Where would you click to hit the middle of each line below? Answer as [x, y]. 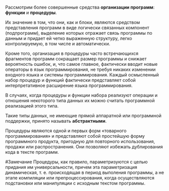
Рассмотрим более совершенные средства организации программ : [80, 7]
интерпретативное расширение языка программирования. [69, 85]
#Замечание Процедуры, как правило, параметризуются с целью [76, 162]
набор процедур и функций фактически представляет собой [71, 80]
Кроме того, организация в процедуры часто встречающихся [72, 53]
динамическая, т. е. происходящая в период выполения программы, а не [85, 172]
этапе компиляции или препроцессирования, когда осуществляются [80, 178]
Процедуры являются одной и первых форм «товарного [66, 131]
